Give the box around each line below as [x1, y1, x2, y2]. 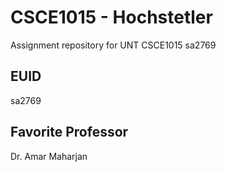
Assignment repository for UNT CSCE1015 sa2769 [10, 39, 217, 51]
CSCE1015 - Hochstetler [10, 6, 213, 29]
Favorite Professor [10, 124, 129, 141]
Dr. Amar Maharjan [10, 150, 88, 162]
